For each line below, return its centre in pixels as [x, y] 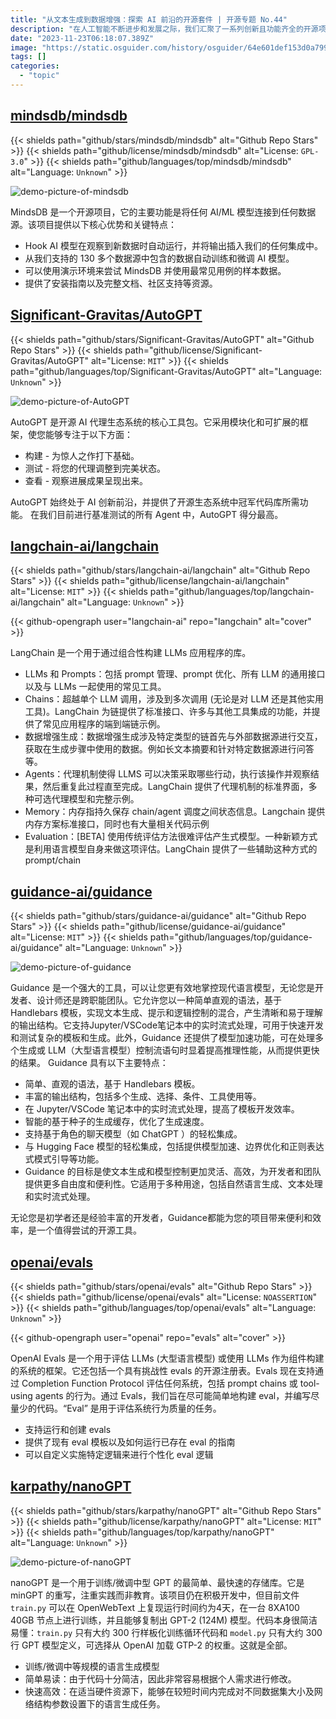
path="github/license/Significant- [193, 350]
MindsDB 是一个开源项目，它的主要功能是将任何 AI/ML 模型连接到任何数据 [163, 212]
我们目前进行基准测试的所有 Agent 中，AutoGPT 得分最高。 [161, 514]
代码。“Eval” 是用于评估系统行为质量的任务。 [129, 1408]
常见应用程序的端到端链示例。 [104, 724]
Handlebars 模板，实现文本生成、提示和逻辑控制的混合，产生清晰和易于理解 [166, 1013]
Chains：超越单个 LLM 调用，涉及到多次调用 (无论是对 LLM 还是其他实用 [174, 699]
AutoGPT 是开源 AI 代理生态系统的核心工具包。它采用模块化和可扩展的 [155, 422]
